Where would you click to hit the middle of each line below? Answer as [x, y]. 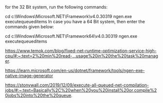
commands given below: [30, 27]
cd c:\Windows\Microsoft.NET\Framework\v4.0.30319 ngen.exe [69, 16]
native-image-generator [29, 76]
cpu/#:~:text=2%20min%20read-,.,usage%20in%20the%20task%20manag [81, 56]
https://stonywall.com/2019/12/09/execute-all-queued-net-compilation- [77, 85]
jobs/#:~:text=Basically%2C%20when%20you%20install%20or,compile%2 [81, 90]
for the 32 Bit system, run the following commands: [56, 7]
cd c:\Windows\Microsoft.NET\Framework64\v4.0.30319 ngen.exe [71, 36]
